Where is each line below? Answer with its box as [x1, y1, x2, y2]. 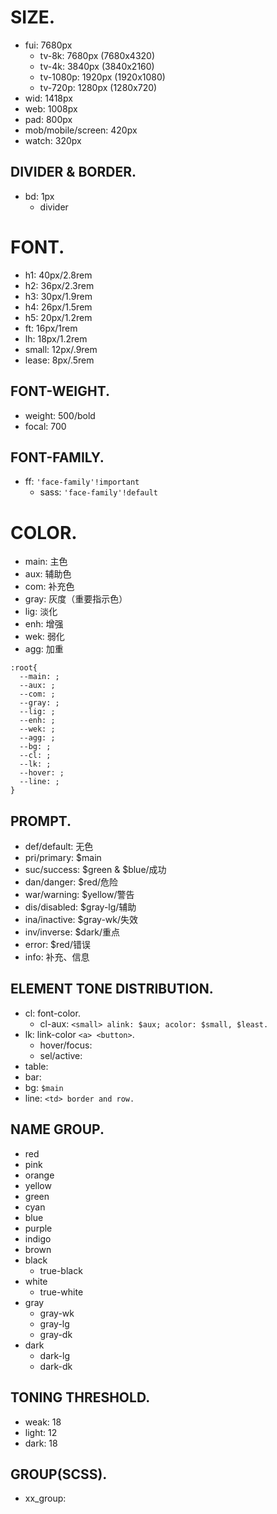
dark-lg [39, 1349, 70, 1361]
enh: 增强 [24, 618, 64, 630]
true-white [39, 1286, 84, 1298]
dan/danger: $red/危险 [24, 876, 119, 888]
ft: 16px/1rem [24, 322, 78, 334]
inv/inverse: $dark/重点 [24, 926, 121, 938]
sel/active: [39, 1049, 83, 1061]
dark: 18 [24, 1437, 58, 1449]
